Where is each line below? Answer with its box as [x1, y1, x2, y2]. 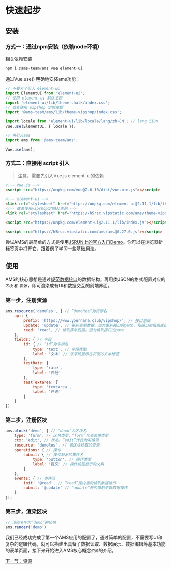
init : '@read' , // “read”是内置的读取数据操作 [23, 481, 117, 486]
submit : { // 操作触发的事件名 [23, 452, 84, 457]
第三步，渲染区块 [5, 508, 47, 515]
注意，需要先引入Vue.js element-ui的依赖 [17, 172, 104, 179]
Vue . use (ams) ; [5, 146, 36, 152]
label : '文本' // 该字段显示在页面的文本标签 [32, 351, 120, 356]
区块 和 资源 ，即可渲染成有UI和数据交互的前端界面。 [5, 283, 112, 289]
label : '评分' [32, 370, 61, 376]
